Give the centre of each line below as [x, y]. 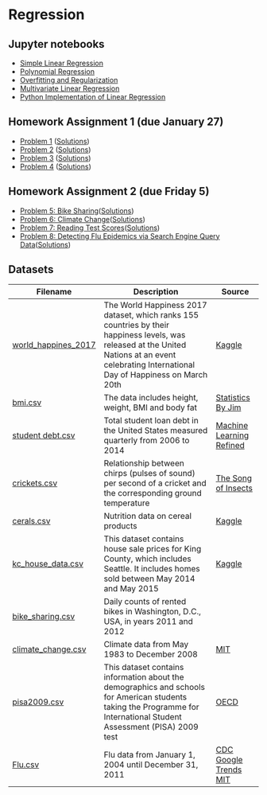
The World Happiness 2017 [156, 306]
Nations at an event [140, 355]
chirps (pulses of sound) [150, 473]
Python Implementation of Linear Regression [93, 97]
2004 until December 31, [151, 765]
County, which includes [148, 559]
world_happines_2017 [54, 345]
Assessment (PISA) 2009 [151, 727]
